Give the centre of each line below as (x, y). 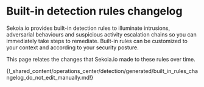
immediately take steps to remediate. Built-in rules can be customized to (97, 41)
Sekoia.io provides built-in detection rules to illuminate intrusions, (88, 28)
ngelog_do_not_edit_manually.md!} (50, 77)
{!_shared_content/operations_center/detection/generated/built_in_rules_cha (102, 71)
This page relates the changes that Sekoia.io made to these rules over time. (101, 59)
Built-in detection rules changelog (94, 11)
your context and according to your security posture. (72, 47)
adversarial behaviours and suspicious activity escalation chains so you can (101, 34)
